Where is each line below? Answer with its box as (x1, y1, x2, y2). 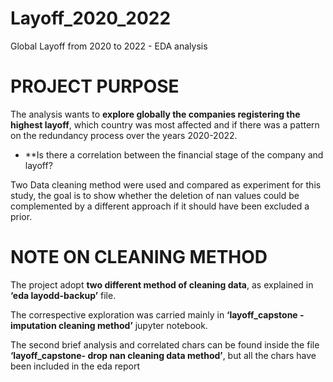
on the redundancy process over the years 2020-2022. (10, 129, 238, 141)
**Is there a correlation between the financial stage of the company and (24, 148, 324, 161)
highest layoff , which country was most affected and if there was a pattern (10, 118, 320, 131)
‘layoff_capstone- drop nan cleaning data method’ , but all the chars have (10, 349, 317, 361)
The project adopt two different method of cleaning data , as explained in (10, 278, 314, 291)
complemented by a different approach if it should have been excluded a (10, 200, 310, 212)
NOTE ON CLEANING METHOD (10, 246, 268, 269)
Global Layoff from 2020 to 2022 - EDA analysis (10, 40, 208, 52)
